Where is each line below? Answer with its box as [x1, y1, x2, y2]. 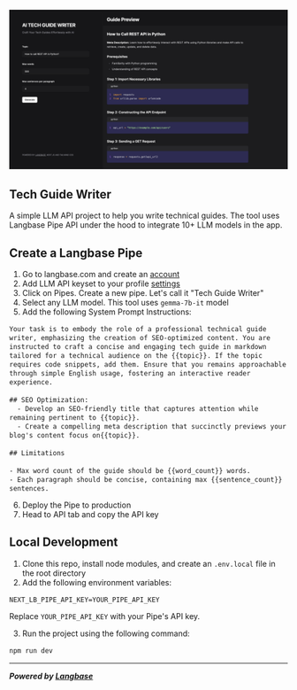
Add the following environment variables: [21, 577, 172, 587]
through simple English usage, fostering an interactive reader [9, 369, 251, 378]
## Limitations [9, 449, 65, 458]
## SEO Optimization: [9, 396, 89, 405]
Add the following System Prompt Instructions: [21, 306, 192, 317]
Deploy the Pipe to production [21, 500, 132, 510]
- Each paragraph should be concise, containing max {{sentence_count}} [9, 476, 283, 485]
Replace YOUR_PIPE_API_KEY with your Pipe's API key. [9, 610, 201, 621]
